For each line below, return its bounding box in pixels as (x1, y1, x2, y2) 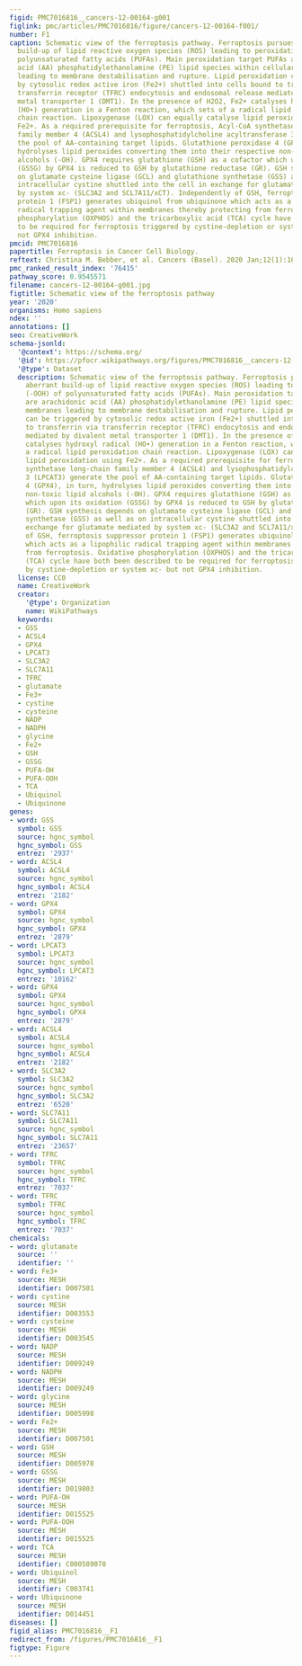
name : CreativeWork (17, 582, 91, 591)
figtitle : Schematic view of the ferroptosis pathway (9, 289, 216, 298)
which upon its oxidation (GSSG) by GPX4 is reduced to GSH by (25, 498, 268, 507)
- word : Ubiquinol (9, 1568, 78, 1577)
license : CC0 (17, 573, 67, 583)
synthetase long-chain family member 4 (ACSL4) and (25, 465, 223, 474)
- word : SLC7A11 (9, 1108, 70, 1118)
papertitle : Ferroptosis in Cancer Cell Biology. (9, 247, 200, 256)
